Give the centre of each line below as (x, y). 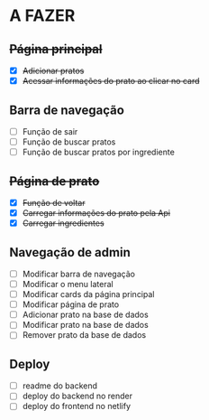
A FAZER (42, 16)
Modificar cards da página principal (88, 294)
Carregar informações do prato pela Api (96, 213)
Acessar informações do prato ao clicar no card (111, 81)
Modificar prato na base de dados (85, 325)
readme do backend (59, 386)
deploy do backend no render (77, 396)
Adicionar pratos (53, 70)
